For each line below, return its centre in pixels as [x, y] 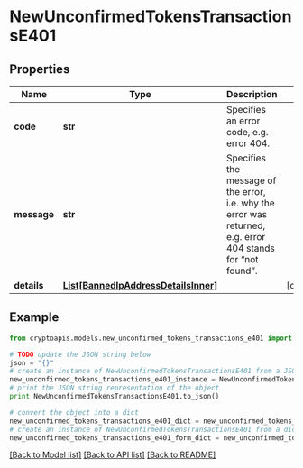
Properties [40, 69]
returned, [246, 225]
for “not [242, 259]
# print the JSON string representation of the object [115, 388]
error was [247, 214]
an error [243, 121]
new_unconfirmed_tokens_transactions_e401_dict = [105, 421]
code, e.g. [247, 132]
